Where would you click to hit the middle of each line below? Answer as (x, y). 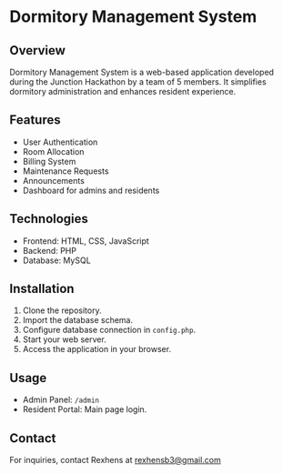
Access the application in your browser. (96, 349)
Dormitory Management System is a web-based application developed (142, 72)
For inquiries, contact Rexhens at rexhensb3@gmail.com (115, 460)
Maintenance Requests (66, 171)
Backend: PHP (50, 250)
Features (35, 120)
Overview (38, 50)
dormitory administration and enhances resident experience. (123, 91)
